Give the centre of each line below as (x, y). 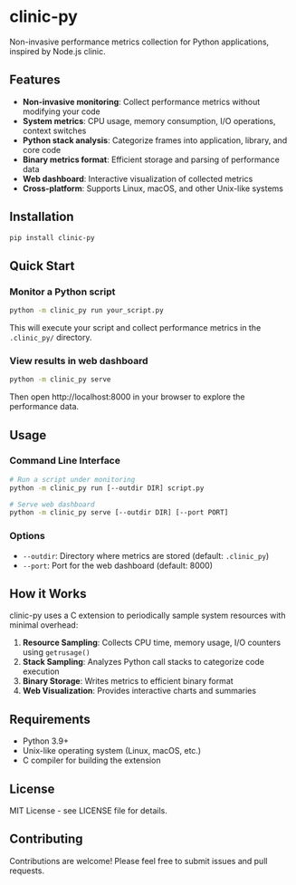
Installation (42, 217)
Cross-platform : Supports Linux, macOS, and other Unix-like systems (153, 188)
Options (27, 536)
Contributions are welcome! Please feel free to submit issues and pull (138, 861)
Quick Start (42, 266)
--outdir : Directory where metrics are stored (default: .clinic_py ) (146, 555)
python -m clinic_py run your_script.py (87, 311)
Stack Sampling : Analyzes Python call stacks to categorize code (143, 662)
